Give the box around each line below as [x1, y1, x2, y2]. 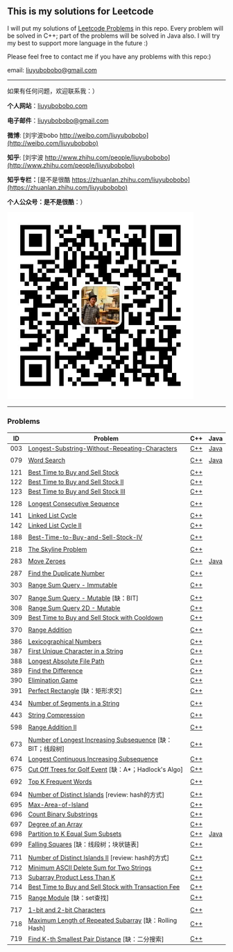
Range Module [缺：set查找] [28, 894, 110, 902]
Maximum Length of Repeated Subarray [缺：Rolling [28, 917, 178, 925]
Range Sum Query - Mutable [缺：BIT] [28, 594, 139, 602]
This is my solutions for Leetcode [7, 6, 154, 17]
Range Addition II [28, 723, 77, 731]
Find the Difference [28, 666, 83, 674]
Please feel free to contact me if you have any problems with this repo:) [7, 52, 212, 61]
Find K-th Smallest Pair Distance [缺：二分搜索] [28, 935, 164, 943]
